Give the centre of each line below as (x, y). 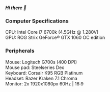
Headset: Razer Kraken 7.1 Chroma (41, 78)
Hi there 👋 (16, 8)
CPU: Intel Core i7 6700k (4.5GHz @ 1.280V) (52, 32)
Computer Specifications (37, 21)
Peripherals (20, 51)
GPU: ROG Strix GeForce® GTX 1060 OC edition (55, 38)
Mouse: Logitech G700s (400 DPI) (41, 62)
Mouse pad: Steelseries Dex (35, 67)
